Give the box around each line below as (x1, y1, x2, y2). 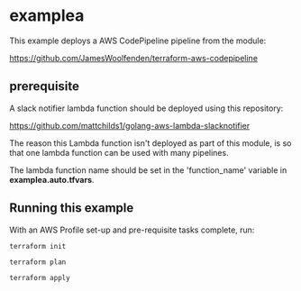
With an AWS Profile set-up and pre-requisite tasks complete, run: (9, 224, 255, 235)
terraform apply (9, 273, 70, 282)
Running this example (9, 200, 134, 216)
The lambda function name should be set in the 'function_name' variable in (9, 164, 287, 176)
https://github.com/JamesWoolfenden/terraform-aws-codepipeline (9, 52, 259, 63)
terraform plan (9, 258, 67, 267)
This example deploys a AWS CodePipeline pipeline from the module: (9, 35, 267, 46)
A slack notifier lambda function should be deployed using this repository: (9, 103, 284, 114)
